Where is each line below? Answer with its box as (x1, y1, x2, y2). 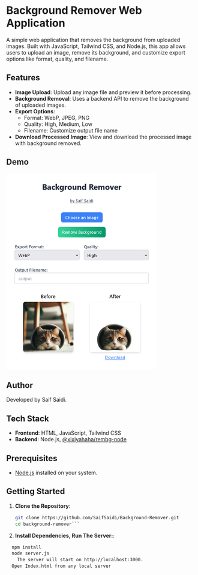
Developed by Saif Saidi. (6, 396, 67, 404)
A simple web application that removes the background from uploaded (6, 36, 181, 43)
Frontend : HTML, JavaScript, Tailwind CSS (14, 429, 121, 436)
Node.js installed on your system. (14, 469, 98, 476)
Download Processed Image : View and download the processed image (14, 133, 192, 140)
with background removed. (14, 139, 82, 147)
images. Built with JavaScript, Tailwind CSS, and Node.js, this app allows (6, 43, 186, 50)
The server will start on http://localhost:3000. (17, 557, 144, 563)
